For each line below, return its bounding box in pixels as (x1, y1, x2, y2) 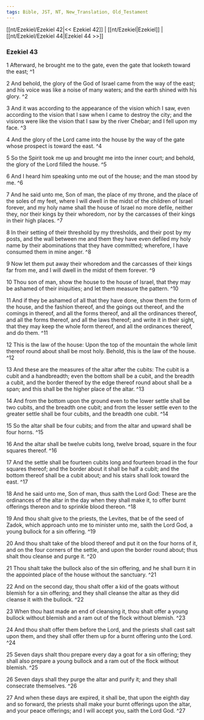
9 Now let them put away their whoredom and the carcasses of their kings (6, 260, 192, 267)
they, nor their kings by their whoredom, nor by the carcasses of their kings (6, 210, 195, 218)
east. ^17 (6, 478, 29, 485)
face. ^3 (6, 123, 27, 131)
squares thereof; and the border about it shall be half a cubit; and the (6, 465, 180, 472)
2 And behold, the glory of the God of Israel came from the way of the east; (6, 79, 195, 87)
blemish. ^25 (6, 664, 38, 671)
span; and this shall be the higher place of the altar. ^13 (6, 385, 145, 392)
